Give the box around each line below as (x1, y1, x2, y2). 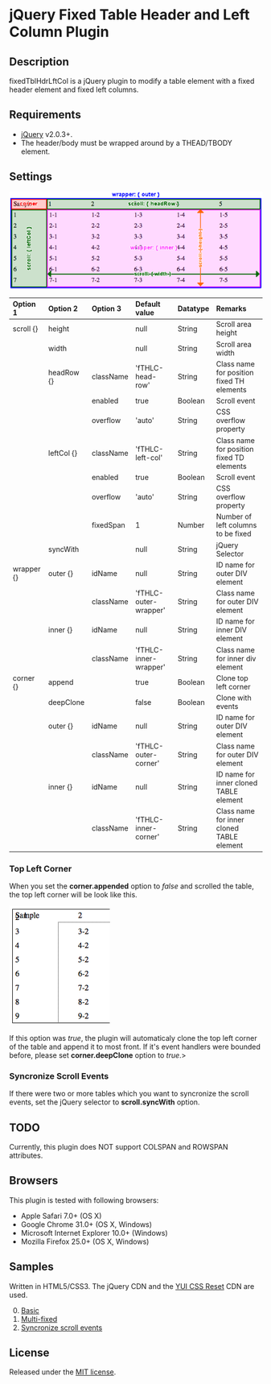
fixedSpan (92, 520, 125, 530)
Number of (216, 512, 253, 521)
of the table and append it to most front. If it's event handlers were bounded (9, 1042, 261, 1051)
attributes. (9, 1150, 43, 1160)
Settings (9, 170, 53, 184)
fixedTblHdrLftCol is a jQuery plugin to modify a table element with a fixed (9, 77, 255, 85)
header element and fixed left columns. (9, 85, 139, 94)
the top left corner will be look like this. (9, 889, 138, 899)
